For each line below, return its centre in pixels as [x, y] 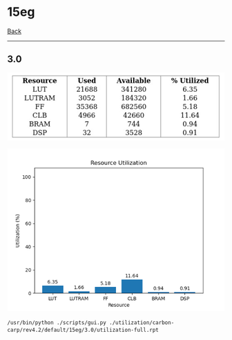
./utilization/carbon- [142, 323]
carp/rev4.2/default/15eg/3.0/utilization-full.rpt [83, 330]
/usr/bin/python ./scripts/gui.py [57, 323]
